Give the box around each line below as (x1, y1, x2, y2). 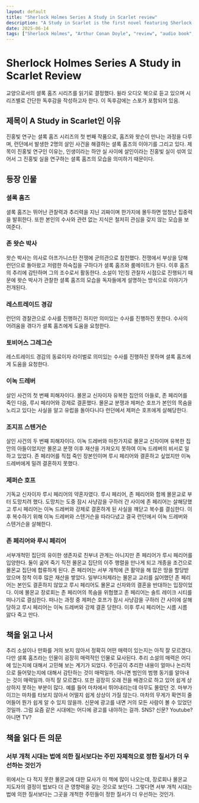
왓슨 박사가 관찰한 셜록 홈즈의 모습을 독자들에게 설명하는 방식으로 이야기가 (17, 276, 188, 283)
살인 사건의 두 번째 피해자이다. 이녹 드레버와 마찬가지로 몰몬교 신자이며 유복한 (6, 438, 185, 445)
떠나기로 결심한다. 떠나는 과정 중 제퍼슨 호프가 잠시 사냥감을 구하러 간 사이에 (6, 596, 182, 603)
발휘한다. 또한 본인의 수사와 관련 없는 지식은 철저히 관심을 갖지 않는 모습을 (12, 215, 183, 223)
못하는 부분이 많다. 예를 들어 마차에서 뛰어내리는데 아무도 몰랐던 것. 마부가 (21, 684, 192, 691)
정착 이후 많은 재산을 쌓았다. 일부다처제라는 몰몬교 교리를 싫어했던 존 (21, 573, 180, 581)
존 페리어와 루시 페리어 (6, 537, 67, 545)
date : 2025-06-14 (6, 25, 49, 32)
